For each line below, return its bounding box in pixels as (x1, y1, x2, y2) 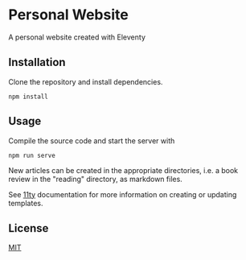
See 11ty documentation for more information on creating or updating (8, 189, 237, 199)
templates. (8, 198, 43, 208)
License (8, 221, 49, 235)
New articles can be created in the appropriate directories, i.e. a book (8, 165, 239, 175)
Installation (8, 56, 66, 69)
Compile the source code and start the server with (8, 135, 175, 146)
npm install (8, 93, 48, 101)
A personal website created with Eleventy (8, 32, 146, 42)
